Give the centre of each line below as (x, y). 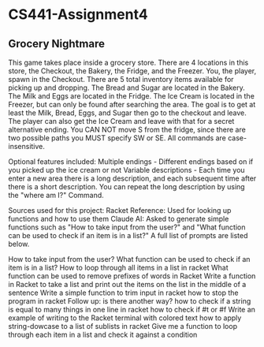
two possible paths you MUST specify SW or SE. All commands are (117, 138)
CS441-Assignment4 (78, 15)
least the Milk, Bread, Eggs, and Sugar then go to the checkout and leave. (127, 113)
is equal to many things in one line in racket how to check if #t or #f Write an (132, 310)
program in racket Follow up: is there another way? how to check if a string (130, 301)
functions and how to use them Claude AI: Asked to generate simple (119, 219)
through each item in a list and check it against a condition (103, 334)
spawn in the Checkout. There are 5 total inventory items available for (121, 79)
